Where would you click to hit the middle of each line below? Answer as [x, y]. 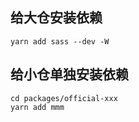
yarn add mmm [37, 107]
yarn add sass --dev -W [60, 41]
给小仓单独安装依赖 [69, 74]
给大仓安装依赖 [56, 18]
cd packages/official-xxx [64, 98]
